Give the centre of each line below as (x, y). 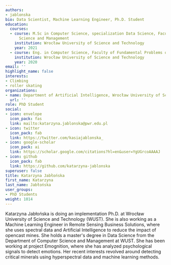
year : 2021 (26, 48)
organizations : (21, 90)
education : (17, 24)
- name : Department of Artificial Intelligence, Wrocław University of (83, 95)
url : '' (18, 100)
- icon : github (21, 157)
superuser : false (24, 171)
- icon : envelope (24, 114)
